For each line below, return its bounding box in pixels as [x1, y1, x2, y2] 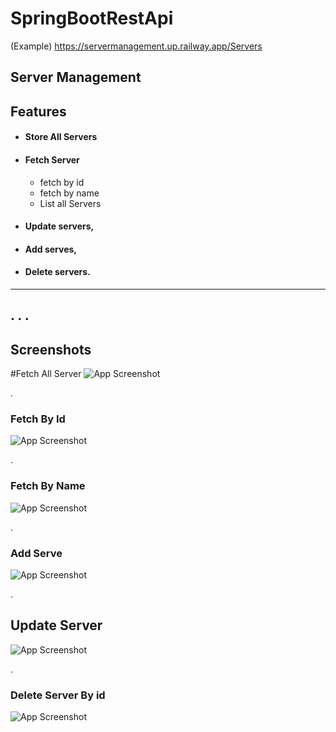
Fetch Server [24, 153, 80, 166]
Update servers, [24, 220, 95, 232]
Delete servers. [24, 266, 91, 278]
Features [10, 103, 67, 120]
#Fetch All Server [10, 368, 82, 380]
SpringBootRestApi [10, 7, 174, 30]
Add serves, [24, 243, 77, 255]
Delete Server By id [10, 688, 106, 702]
